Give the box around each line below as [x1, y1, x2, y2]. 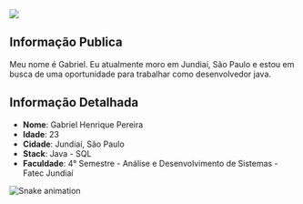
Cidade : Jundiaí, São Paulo [22, 138, 125, 149]
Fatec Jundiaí [22, 168, 74, 178]
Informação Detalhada [9, 95, 139, 110]
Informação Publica [9, 35, 123, 50]
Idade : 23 [22, 128, 60, 139]
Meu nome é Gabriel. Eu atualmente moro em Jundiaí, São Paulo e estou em [9, 58, 295, 69]
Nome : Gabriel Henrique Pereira [22, 118, 144, 130]
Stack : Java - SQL [22, 148, 92, 158]
